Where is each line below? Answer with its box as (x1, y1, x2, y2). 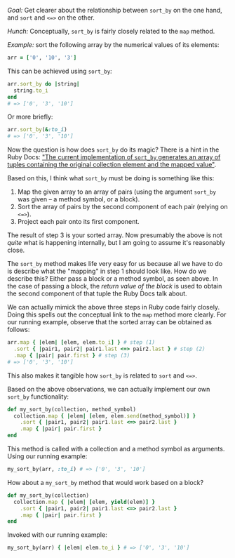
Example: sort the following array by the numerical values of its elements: (7, 41, 220, 48)
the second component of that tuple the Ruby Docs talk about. (7, 289, 187, 298)
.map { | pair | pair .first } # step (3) (13, 352, 130, 359)
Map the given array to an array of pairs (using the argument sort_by (17, 187, 216, 196)
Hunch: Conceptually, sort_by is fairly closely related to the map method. (7, 27, 215, 35)
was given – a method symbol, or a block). (17, 195, 140, 204)
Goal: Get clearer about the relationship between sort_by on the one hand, (7, 6, 222, 14)
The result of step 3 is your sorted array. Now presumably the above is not (7, 231, 222, 239)
